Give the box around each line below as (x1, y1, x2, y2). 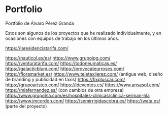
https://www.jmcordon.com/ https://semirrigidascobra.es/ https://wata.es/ (5, 97, 161, 104)
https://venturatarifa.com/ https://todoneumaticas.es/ (5, 60, 117, 66)
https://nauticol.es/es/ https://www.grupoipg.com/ (5, 54, 111, 61)
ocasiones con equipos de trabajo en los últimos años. (5, 35, 119, 41)
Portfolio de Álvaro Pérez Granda (5, 20, 75, 26)
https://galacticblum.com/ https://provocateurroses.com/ (5, 66, 125, 72)
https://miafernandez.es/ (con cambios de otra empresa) (5, 87, 124, 93)
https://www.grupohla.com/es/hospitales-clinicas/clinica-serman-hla (5, 92, 150, 98)
